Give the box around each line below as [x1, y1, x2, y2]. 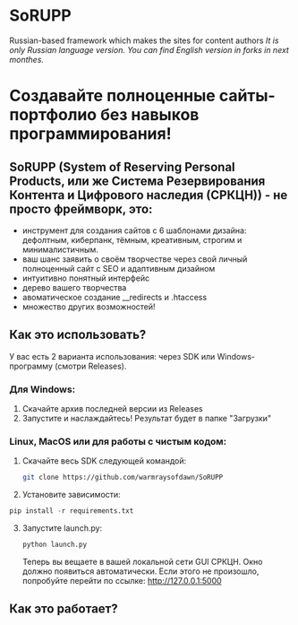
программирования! [9, 124, 172, 144]
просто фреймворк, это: [9, 201, 153, 216]
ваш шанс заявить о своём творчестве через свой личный [21, 253, 248, 265]
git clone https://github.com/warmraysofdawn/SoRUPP [21, 473, 224, 482]
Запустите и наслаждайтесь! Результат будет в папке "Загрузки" [21, 413, 271, 424]
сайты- [218, 86, 276, 106]
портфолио [9, 105, 98, 126]
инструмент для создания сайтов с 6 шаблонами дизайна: [21, 225, 247, 236]
